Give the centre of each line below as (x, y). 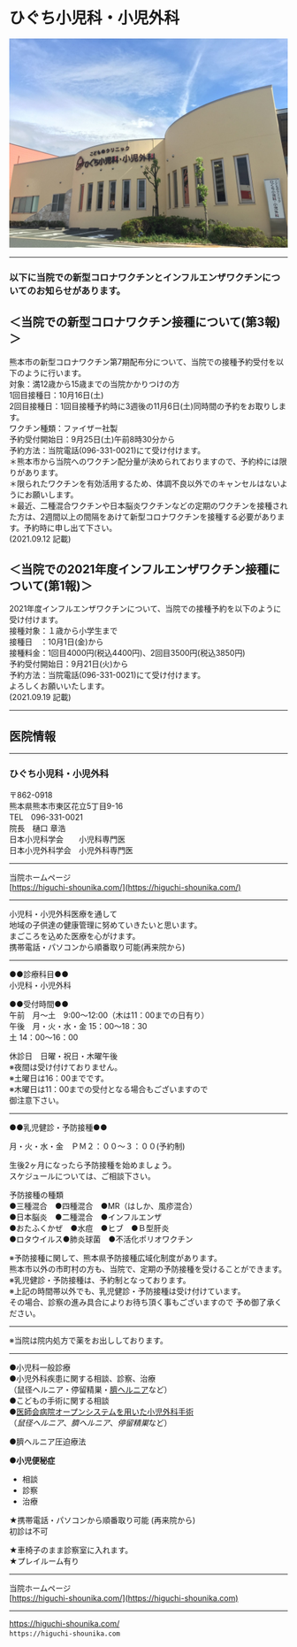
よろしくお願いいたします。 (59, 686)
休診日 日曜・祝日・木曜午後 (63, 1056)
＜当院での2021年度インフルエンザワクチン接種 (139, 570)
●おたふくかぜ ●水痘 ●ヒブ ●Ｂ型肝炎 (89, 1228)
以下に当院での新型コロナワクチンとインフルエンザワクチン (136, 277)
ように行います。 (55, 373)
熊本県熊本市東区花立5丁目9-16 (66, 805)
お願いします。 (51, 494)
